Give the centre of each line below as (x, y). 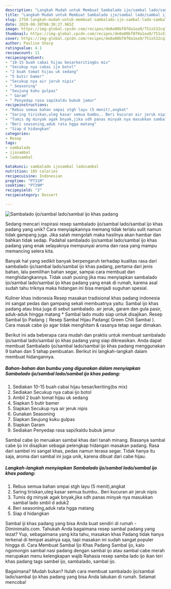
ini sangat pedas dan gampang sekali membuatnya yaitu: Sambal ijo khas (82, 303)
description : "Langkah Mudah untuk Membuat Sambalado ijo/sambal (76, 10)
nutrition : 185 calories (32, 171)
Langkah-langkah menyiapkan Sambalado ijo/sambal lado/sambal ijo (81, 468)
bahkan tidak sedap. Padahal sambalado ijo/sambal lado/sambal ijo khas (81, 240)
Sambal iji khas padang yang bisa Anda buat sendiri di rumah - (71, 523)
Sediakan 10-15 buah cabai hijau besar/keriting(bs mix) (70, 387)
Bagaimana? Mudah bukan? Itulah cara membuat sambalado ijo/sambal (80, 571)
